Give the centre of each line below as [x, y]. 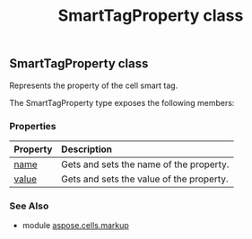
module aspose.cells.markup [76, 226]
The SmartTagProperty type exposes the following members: [122, 102]
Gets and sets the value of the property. [145, 179]
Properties [33, 126]
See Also [29, 206]
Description [87, 149]
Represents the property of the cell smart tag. [94, 85]
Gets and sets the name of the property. [145, 164]
